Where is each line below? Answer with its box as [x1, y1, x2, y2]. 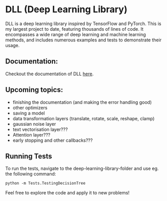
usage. [5, 42, 20, 48]
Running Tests [5, 152, 52, 161]
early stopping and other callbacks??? [12, 137, 93, 143]
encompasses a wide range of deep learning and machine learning [5, 31, 147, 37]
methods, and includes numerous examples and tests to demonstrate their [5, 37, 162, 43]
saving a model [12, 110, 45, 116]
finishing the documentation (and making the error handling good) [12, 99, 152, 105]
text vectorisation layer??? [12, 126, 68, 132]
